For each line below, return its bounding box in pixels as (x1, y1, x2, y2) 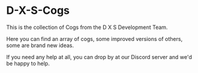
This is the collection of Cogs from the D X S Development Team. (6, 24, 168, 31)
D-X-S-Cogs (6, 4, 70, 17)
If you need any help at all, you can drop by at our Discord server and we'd (6, 53, 192, 60)
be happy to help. (6, 60, 50, 67)
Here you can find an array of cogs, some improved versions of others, (6, 35, 183, 42)
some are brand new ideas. (6, 42, 74, 49)
